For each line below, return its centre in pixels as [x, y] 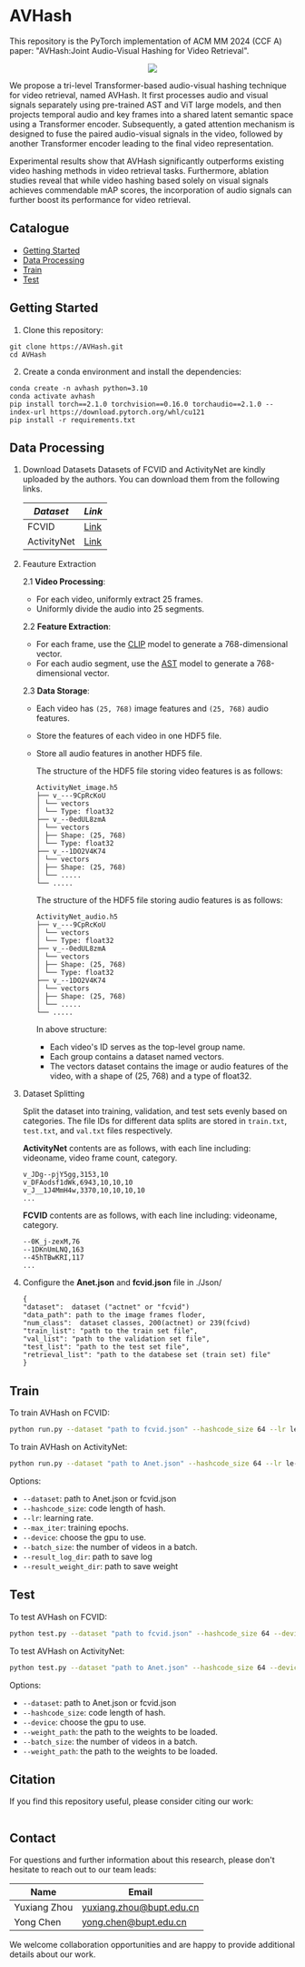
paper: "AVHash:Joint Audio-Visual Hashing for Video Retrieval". [129, 50]
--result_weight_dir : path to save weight [100, 1566]
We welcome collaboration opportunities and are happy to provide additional [152, 1945]
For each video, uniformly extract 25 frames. [119, 599]
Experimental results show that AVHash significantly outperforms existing [147, 161]
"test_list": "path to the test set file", [106, 1347]
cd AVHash [28, 355]
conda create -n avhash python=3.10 [79, 388]
